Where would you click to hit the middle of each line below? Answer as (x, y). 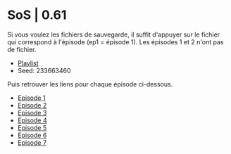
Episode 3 (32, 113)
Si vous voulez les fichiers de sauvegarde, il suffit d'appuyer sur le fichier (114, 34)
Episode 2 (32, 105)
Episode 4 (32, 120)
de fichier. (22, 49)
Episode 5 (32, 127)
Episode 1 (31, 98)
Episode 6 (32, 135)
